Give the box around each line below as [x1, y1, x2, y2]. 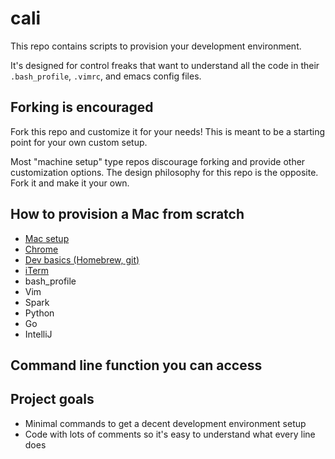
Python [24, 307, 55, 319]
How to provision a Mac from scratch [10, 206, 245, 223]
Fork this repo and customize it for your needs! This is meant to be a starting [10, 125, 326, 137]
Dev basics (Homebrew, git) [24, 253, 140, 266]
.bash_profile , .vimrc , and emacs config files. [10, 70, 202, 82]
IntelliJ [24, 328, 53, 340]
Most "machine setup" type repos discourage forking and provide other [10, 155, 306, 167]
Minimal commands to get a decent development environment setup [24, 417, 307, 429]
